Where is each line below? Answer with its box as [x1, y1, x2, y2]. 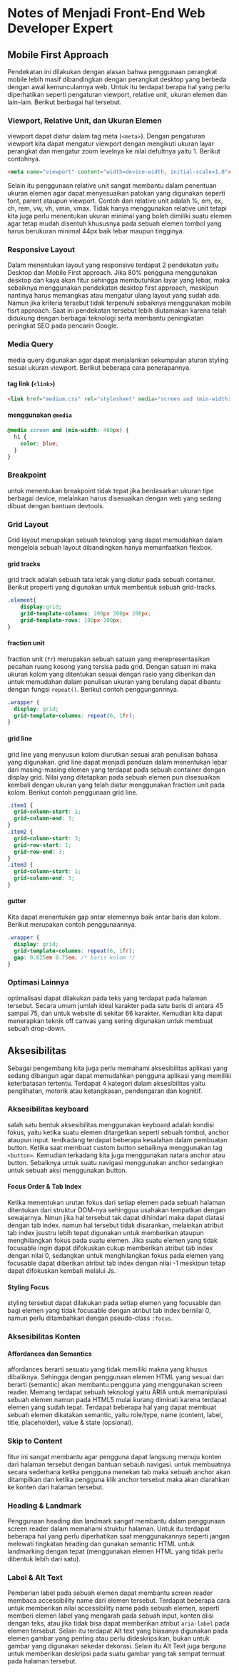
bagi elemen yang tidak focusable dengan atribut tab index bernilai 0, [7, 1306, 211, 1315]
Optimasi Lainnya [7, 977, 69, 987]
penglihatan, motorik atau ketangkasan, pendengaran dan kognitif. [7, 1087, 203, 1095]
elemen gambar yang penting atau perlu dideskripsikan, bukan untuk [7, 1634, 210, 1643]
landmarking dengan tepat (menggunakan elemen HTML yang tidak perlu [7, 1547, 223, 1556]
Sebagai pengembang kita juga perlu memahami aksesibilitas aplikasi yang [7, 1064, 228, 1072]
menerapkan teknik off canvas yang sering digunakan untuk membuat [7, 1016, 213, 1025]
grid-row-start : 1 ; [14, 841, 72, 849]
